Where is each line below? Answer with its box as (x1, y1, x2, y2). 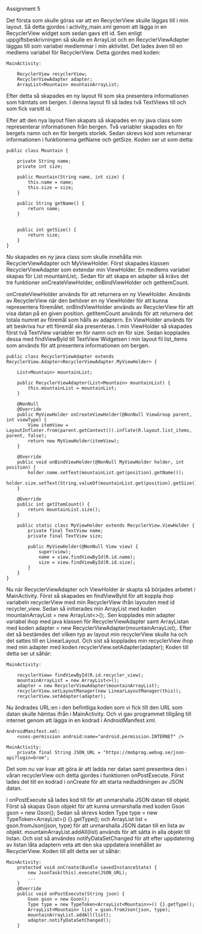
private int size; (17, 164, 63, 170)
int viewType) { (6, 417, 47, 423)
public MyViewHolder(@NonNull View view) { (28, 544, 138, 550)
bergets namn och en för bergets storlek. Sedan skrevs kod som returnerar (6, 130, 192, 136)
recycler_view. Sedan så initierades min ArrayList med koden (6, 605, 156, 612)
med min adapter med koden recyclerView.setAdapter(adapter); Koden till (6, 644, 189, 650)
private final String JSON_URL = (17, 749, 101, 755)
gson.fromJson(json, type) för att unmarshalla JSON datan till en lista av (6, 822, 185, 829)
